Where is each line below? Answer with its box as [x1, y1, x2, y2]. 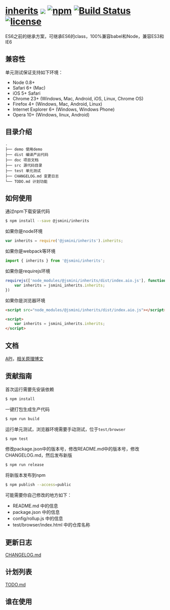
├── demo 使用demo [5, 147, 42, 152]
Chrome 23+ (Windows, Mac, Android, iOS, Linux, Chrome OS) [12, 95, 144, 101]
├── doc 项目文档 [5, 157, 39, 162]
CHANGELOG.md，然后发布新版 [5, 452, 72, 458]
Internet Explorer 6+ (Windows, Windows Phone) [12, 106, 115, 112]
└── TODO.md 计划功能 [5, 179, 48, 184]
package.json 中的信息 [12, 509, 60, 515]
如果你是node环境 [5, 228, 43, 234]
